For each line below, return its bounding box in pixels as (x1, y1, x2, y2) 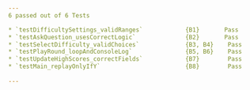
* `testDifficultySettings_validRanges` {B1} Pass (8, 25, 239, 34)
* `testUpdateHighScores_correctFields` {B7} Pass (8, 55, 243, 63)
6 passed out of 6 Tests (8, 11, 90, 20)
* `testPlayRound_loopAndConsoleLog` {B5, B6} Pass (8, 48, 243, 56)
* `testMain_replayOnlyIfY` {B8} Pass (8, 62, 243, 71)
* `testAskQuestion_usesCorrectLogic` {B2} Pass (8, 33, 239, 41)
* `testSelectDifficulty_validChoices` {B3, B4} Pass (8, 40, 243, 48)
